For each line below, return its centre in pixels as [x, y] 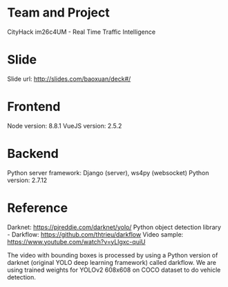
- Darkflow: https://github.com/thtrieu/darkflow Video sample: [95, 234]
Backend [33, 154]
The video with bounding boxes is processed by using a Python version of [113, 255]
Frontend [34, 107]
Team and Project [58, 13]
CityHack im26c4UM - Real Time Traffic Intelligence [82, 32]
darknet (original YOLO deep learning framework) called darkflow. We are [112, 262]
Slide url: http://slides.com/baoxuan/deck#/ [69, 79]
